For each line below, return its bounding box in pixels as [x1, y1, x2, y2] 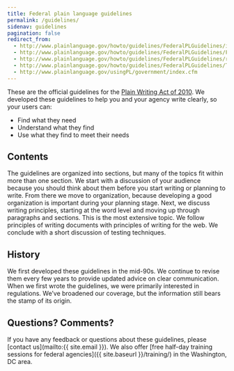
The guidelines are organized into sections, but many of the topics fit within [7, 169, 224, 177]
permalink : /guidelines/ [7, 17, 79, 24]
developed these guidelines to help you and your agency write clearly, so [7, 95, 217, 103]
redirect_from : [7, 36, 52, 43]
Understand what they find [17, 123, 95, 132]
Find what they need [17, 116, 77, 124]
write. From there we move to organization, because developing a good [7, 191, 212, 200]
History [7, 248, 40, 260]
